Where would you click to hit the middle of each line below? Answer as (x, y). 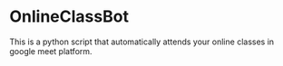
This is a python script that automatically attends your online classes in (142, 42)
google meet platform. (51, 51)
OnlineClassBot (69, 17)
